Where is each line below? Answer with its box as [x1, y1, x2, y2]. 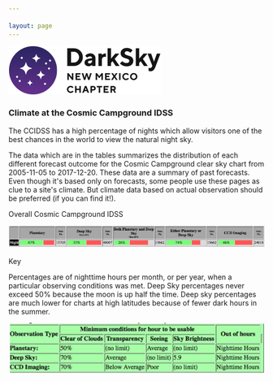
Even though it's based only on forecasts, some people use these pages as [8, 175, 260, 186]
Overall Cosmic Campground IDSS [8, 209, 123, 219]
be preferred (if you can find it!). [8, 193, 116, 203]
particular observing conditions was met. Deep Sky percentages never [8, 280, 245, 290]
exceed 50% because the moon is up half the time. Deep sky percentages [8, 289, 257, 299]
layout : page [8, 21, 53, 30]
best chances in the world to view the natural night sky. [8, 134, 193, 144]
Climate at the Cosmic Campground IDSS [8, 107, 174, 119]
